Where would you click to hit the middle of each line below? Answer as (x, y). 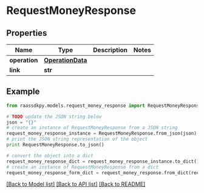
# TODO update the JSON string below (54, 117)
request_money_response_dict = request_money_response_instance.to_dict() (103, 161)
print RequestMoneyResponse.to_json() (55, 145)
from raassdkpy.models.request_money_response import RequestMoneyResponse (104, 106)
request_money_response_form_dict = (53, 173)
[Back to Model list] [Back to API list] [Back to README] (76, 184)
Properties (27, 33)
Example (23, 92)
